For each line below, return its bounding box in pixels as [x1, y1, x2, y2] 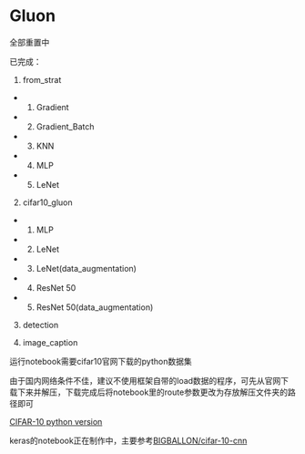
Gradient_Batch [36, 120, 95, 132]
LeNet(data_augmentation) [36, 263, 137, 273]
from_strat [22, 74, 62, 85]
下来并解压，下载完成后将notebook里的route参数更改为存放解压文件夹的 [16, 387, 289, 397]
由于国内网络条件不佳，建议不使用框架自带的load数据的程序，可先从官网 [9, 375, 281, 386]
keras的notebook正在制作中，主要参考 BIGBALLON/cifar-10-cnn [9, 435, 248, 446]
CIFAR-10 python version [9, 416, 103, 427]
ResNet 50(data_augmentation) [36, 302, 154, 313]
